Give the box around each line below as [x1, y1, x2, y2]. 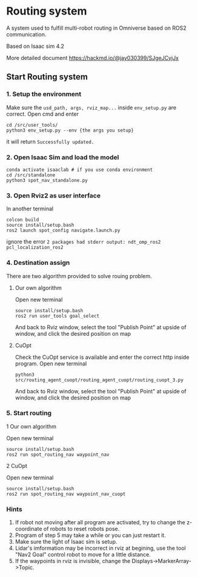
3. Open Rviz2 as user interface [6, 191, 101, 199]
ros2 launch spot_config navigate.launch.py [6, 227, 120, 234]
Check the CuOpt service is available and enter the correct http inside [15, 353, 190, 361]
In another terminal [6, 205, 53, 213]
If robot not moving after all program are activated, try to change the [15, 519, 186, 526]
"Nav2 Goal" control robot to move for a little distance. [15, 551, 151, 558]
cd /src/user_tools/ [6, 122, 59, 128]
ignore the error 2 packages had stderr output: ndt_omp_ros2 [6, 238, 161, 245]
